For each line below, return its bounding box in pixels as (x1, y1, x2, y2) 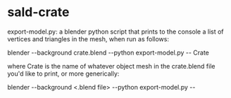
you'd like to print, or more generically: (7, 69, 120, 78)
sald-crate (7, 4, 70, 20)
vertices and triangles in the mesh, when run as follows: (7, 34, 169, 43)
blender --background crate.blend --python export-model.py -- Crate (7, 48, 210, 57)
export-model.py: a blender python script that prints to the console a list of (7, 27, 224, 36)
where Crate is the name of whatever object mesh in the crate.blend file (7, 62, 216, 70)
